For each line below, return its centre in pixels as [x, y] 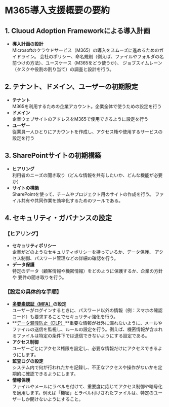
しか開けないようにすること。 [52, 399]
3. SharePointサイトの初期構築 [53, 156]
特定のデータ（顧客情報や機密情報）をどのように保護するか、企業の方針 [87, 271]
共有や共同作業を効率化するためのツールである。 [72, 200]
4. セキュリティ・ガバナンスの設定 [58, 218]
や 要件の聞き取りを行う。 [39, 278]
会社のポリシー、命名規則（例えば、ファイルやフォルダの [100, 57]
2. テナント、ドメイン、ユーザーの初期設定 [72, 87]
